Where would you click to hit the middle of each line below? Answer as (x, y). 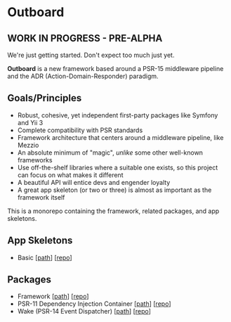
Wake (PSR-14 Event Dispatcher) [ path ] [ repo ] (84, 311)
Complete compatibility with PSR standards (80, 130)
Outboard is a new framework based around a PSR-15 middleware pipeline (115, 69)
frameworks (35, 160)
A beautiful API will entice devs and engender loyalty (94, 182)
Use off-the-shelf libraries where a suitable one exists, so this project (118, 167)
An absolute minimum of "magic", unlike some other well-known (110, 153)
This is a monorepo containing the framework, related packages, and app (113, 211)
